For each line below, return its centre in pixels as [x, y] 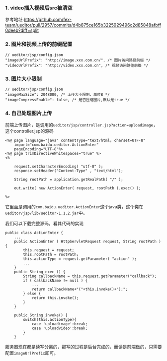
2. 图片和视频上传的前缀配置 [39, 44]
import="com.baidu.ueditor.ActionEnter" [56, 145]
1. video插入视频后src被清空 [39, 7]
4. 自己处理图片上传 [29, 113]
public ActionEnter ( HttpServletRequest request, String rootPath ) [88, 241]
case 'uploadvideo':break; [60, 328]
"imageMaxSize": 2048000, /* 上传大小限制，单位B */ [58, 94]
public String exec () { [40, 272]
